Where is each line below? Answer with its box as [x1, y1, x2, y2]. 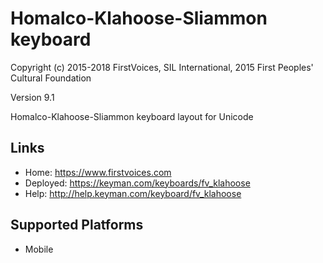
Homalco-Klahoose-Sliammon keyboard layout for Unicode [10, 110, 254, 122]
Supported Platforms [10, 217, 144, 234]
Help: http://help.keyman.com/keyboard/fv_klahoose [24, 187, 242, 199]
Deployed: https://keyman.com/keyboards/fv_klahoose [24, 177, 251, 189]
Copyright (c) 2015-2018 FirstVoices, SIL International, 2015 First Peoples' [10, 61, 314, 73]
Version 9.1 [10, 91, 55, 103]
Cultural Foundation [10, 72, 92, 84]
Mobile [24, 243, 54, 255]
